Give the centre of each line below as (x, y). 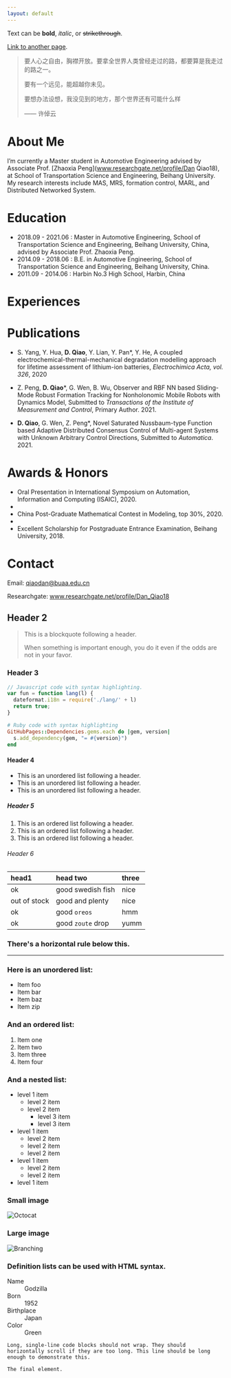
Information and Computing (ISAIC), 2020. (77, 499)
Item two (30, 1047)
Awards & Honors (58, 472)
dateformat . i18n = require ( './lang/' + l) (75, 700)
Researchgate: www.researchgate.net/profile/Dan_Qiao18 (88, 596)
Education (37, 218)
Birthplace (22, 1310)
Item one (30, 1039)
